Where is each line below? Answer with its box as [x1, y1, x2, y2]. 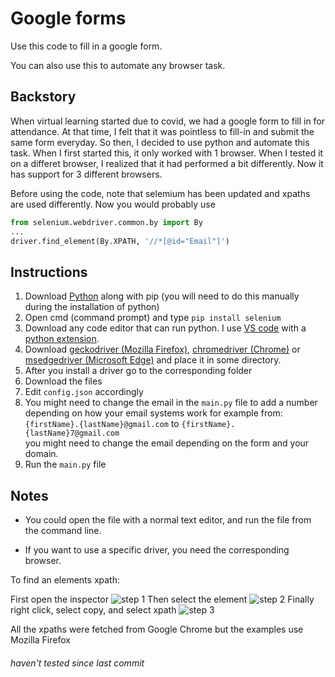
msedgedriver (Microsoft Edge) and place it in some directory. [24, 354, 282, 366]
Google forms [10, 7, 127, 30]
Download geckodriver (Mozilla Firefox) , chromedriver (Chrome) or [24, 343, 301, 356]
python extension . [24, 333, 100, 345]
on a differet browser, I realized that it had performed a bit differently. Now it [10, 157, 324, 169]
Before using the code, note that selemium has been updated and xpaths [10, 187, 311, 199]
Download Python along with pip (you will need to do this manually [24, 290, 300, 302]
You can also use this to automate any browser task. [10, 59, 226, 71]
